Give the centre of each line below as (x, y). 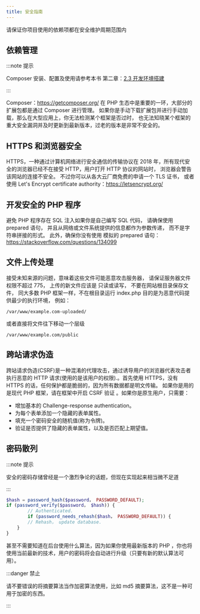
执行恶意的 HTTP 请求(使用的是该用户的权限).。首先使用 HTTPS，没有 (92, 377)
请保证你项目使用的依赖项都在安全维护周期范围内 (66, 29)
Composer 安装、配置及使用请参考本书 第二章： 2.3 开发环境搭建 (85, 78)
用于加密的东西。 (27, 593)
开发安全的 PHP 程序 (44, 205)
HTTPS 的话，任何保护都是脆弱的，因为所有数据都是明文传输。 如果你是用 (98, 385)
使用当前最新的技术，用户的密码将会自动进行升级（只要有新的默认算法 (93, 553)
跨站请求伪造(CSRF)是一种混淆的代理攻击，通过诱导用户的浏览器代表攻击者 (99, 370)
